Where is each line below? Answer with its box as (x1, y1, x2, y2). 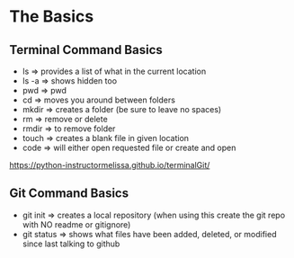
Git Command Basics (9, 186, 129, 201)
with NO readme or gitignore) (22, 218, 131, 230)
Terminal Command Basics (9, 42, 164, 58)
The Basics (9, 6, 94, 27)
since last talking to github (22, 238, 120, 249)
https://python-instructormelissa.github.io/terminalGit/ (9, 160, 210, 170)
